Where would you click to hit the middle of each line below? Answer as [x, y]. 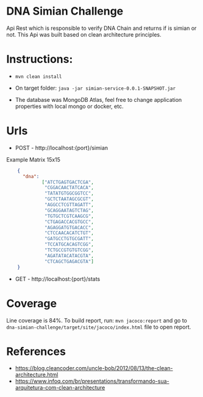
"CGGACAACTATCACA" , [69, 188]
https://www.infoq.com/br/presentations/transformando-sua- [92, 381]
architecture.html [37, 375]
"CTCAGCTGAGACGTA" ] [69, 261]
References [36, 351]
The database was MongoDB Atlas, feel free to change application [98, 99]
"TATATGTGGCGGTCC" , [69, 193]
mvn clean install [38, 77]
